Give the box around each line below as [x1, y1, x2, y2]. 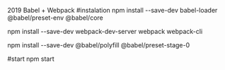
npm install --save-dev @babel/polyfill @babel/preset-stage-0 [7, 41, 190, 49]
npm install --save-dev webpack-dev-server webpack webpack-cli [7, 28, 203, 35]
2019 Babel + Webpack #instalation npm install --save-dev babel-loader [7, 6, 218, 14]
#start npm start [7, 54, 54, 63]
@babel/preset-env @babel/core [7, 13, 104, 22]
